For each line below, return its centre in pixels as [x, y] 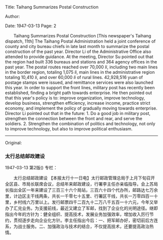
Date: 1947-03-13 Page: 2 [31, 26]
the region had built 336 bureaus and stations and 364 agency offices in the [81, 62]
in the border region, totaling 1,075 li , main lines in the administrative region [80, 72]
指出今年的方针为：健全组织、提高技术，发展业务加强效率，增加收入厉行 [77, 214]
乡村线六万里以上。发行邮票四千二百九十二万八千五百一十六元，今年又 [83, 202]
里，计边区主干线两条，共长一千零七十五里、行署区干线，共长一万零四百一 [79, 196]
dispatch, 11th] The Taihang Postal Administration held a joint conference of [81, 41]
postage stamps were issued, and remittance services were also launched [79, 82]
